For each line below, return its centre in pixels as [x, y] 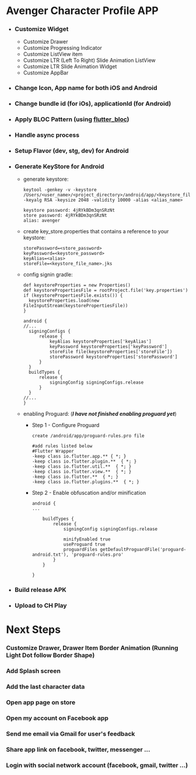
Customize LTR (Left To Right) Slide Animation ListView [89, 60]
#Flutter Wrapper [53, 452]
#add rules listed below [62, 446]
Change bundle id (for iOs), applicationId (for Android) [93, 104]
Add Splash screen [34, 671]
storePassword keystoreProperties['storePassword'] [113, 357]
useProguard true [84, 545]
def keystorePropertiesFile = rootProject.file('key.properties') [106, 291]
